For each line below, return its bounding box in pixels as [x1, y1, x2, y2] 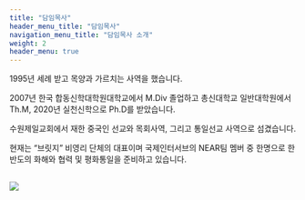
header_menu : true [9, 47, 79, 56]
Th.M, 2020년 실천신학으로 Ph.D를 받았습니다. [9, 104, 176, 115]
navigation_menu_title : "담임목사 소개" [9, 30, 153, 39]
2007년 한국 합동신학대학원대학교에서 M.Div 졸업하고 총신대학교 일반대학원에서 [9, 93, 291, 104]
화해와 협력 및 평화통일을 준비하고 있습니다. [33, 154, 188, 165]
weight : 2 [9, 38, 47, 48]
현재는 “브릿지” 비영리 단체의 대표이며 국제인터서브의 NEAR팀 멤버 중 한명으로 [9, 143, 286, 154]
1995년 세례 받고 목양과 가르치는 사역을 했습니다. [9, 74, 183, 85]
